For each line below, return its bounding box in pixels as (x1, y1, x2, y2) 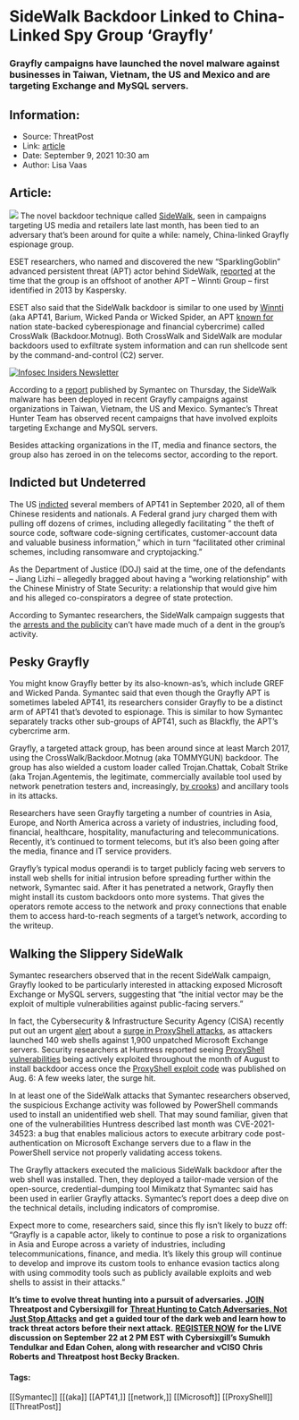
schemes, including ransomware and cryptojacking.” (9, 546, 203, 557)
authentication (9, 1138, 62, 1149)
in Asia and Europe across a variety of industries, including (9, 1239, 226, 1250)
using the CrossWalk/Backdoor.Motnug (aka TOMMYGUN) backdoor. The (9, 753, 279, 763)
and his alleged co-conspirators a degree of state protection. (9, 592, 234, 603)
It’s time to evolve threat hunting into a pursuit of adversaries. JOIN (9, 1295, 265, 1305)
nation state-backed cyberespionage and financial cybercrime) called (9, 320, 265, 332)
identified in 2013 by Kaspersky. (9, 285, 127, 295)
